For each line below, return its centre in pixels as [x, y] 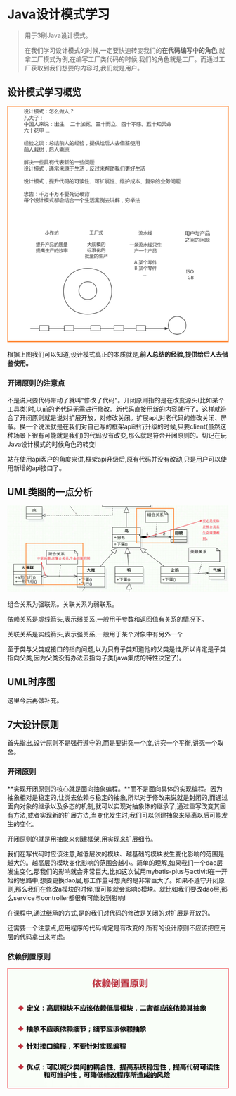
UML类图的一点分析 [50, 492]
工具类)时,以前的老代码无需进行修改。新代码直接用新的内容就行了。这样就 [114, 409]
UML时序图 [32, 682]
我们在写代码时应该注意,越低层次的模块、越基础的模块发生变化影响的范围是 [116, 854]
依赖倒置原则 [29, 956]
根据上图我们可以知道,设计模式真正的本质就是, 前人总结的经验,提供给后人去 [115, 355]
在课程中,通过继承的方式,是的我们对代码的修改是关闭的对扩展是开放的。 [111, 913]
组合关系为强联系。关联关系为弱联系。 [63, 604]
